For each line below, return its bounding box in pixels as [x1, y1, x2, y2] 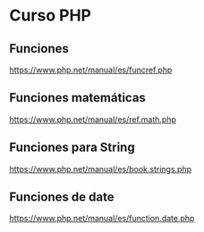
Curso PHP [9, 5, 92, 26]
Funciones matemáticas [9, 90, 146, 105]
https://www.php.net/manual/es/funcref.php [9, 64, 173, 75]
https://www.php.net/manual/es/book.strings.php [9, 163, 192, 174]
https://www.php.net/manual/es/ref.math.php [9, 113, 177, 125]
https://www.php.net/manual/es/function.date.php [9, 213, 195, 224]
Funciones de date [9, 189, 115, 205]
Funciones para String [9, 140, 136, 155]
